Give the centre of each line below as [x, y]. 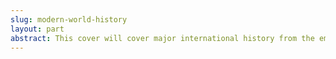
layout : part [37, 29]
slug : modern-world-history [69, 19]
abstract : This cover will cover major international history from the [162, 38]
